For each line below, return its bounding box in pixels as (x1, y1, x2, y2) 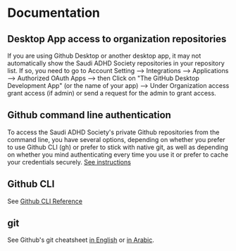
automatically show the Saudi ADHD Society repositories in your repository (7, 59, 225, 67)
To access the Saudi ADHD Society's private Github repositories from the (7, 128, 220, 136)
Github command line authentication (7, 109, 171, 121)
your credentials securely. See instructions (7, 157, 132, 166)
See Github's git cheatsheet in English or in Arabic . (7, 236, 155, 244)
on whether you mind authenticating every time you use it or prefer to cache (7, 150, 229, 159)
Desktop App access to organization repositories (7, 33, 227, 45)
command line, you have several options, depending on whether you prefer (7, 135, 225, 143)
